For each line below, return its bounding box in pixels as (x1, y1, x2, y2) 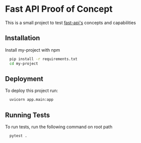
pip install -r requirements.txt (9, 57, 78, 61)
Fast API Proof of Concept (5, 3, 113, 15)
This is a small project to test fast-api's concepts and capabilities (5, 20, 136, 26)
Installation (5, 34, 40, 42)
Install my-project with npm (5, 47, 60, 53)
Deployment (5, 75, 44, 83)
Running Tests (5, 111, 50, 119)
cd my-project (9, 61, 38, 66)
